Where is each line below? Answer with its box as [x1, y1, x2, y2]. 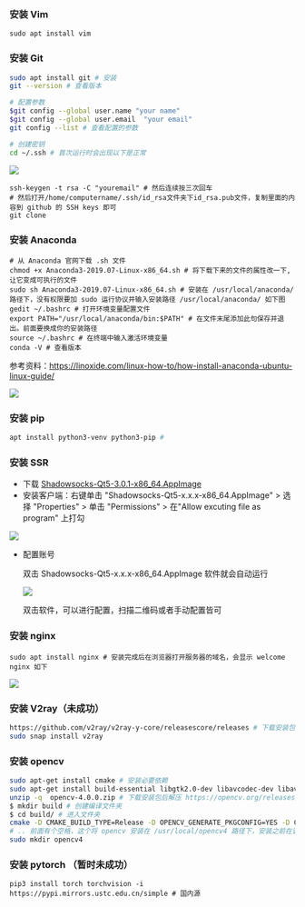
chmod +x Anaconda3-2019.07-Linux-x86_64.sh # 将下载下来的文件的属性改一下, [9, 265, 291, 274]
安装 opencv [9, 754, 65, 767]
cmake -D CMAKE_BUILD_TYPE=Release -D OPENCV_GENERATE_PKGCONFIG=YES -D [9, 818, 290, 828]
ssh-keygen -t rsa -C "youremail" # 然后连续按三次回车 [9, 184, 213, 193]
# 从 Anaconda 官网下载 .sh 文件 [9, 256, 126, 265]
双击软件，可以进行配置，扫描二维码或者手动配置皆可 [22, 604, 222, 615]
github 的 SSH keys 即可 [26, 203, 117, 212]
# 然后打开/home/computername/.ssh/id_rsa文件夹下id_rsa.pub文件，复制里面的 [9, 193, 289, 202]
